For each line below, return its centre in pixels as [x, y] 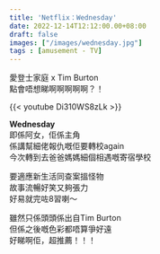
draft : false [34, 34]
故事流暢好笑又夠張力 [49, 188]
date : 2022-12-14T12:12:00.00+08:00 [78, 26]
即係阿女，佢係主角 [45, 135]
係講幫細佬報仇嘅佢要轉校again [67, 146]
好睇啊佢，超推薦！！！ [53, 241]
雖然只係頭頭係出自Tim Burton [65, 218]
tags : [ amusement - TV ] [56, 51]
